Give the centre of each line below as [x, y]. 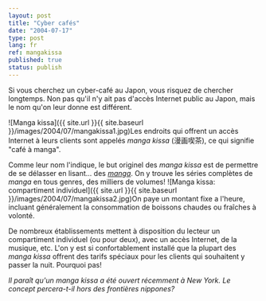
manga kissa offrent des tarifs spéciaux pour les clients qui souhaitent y [127, 256]
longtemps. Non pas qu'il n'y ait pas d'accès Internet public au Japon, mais [132, 98]
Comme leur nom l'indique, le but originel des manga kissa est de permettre [133, 165]
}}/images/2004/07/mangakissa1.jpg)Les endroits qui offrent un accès [123, 131]
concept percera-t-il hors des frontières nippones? [92, 288]
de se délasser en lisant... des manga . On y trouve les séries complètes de [131, 173]
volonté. [22, 215]
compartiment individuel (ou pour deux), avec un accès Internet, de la [123, 239]
